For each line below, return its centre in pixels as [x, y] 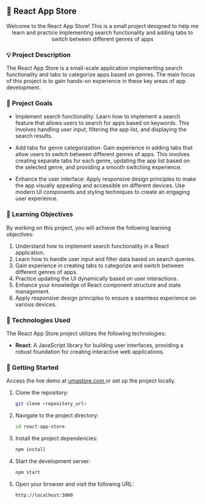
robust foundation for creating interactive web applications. [90, 352]
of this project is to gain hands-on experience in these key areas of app [96, 81]
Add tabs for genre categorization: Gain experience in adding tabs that [104, 148]
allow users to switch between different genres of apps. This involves [103, 154]
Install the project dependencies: [56, 438]
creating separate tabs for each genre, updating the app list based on [103, 161]
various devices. [36, 304]
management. [33, 291]
